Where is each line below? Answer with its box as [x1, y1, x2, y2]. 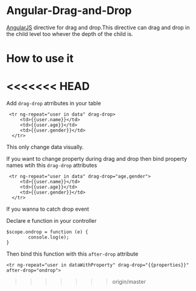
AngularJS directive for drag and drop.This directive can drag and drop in [6, 24, 190, 31]
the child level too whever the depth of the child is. [6, 30, 133, 37]
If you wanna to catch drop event [6, 205, 89, 213]
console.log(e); [28, 234, 69, 240]
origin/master [112, 278, 146, 286]
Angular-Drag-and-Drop [6, 4, 132, 18]
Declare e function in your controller [6, 217, 97, 225]
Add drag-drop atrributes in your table [6, 100, 102, 107]
